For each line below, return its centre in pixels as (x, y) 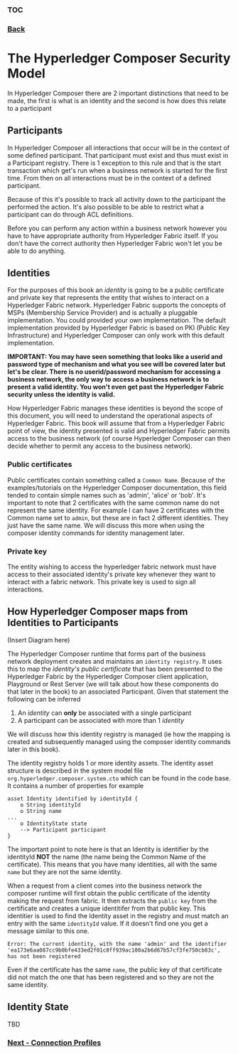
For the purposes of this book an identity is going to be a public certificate (116, 290)
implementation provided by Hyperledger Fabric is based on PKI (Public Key (118, 328)
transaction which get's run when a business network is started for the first (117, 170)
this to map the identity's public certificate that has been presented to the (115, 669)
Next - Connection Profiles (54, 1043)
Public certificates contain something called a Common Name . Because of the (117, 480)
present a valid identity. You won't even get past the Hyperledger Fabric (116, 387)
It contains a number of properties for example (76, 785)
